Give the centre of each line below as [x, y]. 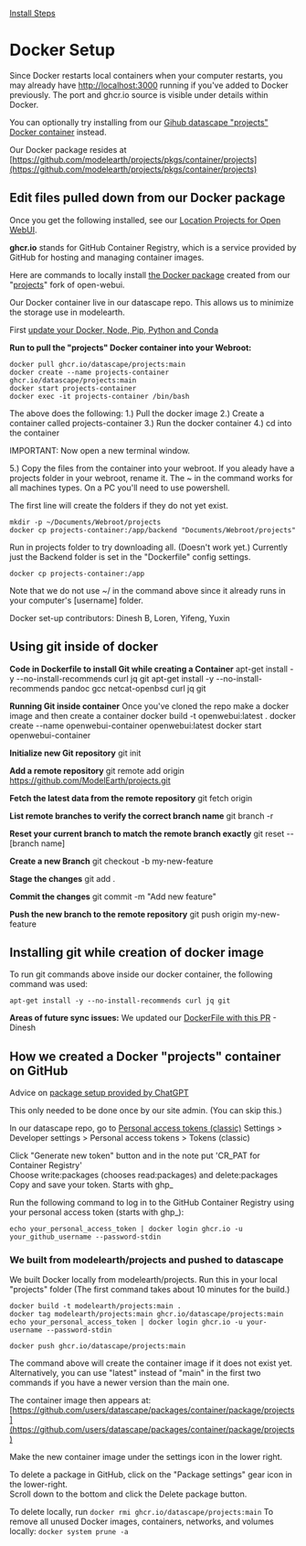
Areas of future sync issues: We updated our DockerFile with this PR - [143, 1018]
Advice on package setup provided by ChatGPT [99, 1093]
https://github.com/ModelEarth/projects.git [90, 780]
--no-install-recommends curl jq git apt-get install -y [115, 678]
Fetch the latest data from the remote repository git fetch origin [131, 798]
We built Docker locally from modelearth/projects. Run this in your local [144, 1280]
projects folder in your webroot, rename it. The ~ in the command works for [152, 478]
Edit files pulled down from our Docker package [148, 198]
